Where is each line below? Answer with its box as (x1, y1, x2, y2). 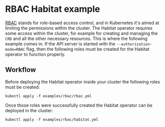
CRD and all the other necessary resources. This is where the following (5, 36, 148, 42)
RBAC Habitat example (5, 3, 100, 15)
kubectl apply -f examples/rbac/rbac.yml (5, 93, 92, 98)
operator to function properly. (5, 51, 66, 57)
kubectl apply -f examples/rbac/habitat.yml (5, 117, 99, 122)
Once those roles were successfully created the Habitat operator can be (5, 102, 153, 108)
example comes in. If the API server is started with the (5, 41, 115, 46)
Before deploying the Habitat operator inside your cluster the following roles (5, 79, 160, 85)
